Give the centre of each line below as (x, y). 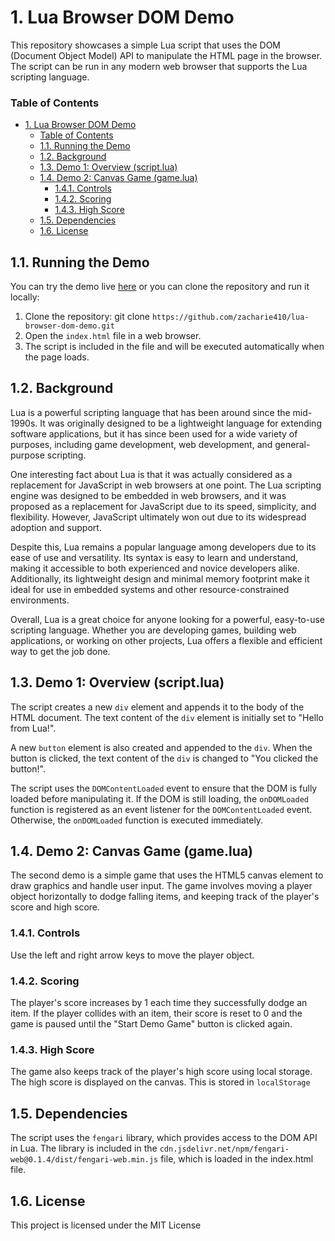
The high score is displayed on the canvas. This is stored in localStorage (160, 1082)
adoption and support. (56, 527)
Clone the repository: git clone (87, 317)
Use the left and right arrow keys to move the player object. (132, 955)
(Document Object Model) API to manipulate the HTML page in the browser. (166, 55)
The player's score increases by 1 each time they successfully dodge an (159, 1003)
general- (292, 444)
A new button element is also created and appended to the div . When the (161, 747)
